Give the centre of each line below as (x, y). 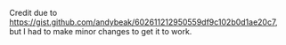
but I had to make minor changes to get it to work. (101, 31)
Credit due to (33, 13)
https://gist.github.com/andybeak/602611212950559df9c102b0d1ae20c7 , (143, 22)
